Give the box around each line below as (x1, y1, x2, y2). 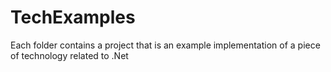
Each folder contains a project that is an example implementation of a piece (10, 39, 321, 51)
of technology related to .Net (10, 49, 129, 61)
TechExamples (10, 6, 136, 29)
